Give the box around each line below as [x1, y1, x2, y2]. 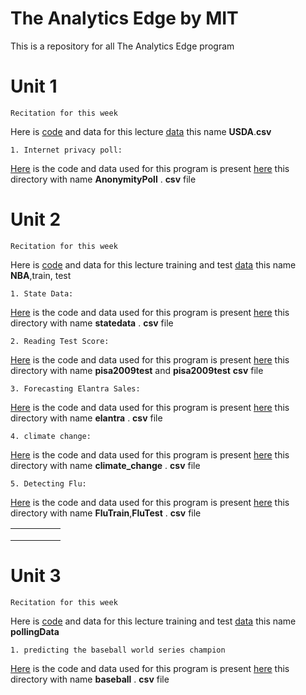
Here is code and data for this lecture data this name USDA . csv [10, 125, 272, 137]
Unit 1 [10, 75, 58, 98]
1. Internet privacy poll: [10, 145, 123, 155]
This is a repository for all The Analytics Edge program [10, 40, 235, 52]
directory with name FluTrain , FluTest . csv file [10, 507, 202, 519]
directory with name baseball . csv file [10, 673, 170, 685]
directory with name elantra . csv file [10, 412, 163, 424]
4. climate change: [10, 431, 92, 441]
